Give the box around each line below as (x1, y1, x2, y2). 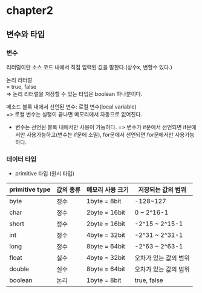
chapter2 (6, 4, 53, 17)
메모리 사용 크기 (86, 186, 129, 194)
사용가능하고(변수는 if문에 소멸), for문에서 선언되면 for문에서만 (26, 131, 174, 138)
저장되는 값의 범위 (138, 186, 186, 194)
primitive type (9, 185, 51, 194)
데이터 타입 (6, 155, 37, 163)
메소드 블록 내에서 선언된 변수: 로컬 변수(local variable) (6, 103, 137, 110)
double (9, 265, 29, 273)
